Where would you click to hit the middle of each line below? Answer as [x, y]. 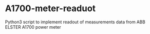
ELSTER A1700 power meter [33, 27]
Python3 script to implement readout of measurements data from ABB [75, 22]
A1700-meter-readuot [50, 8]
